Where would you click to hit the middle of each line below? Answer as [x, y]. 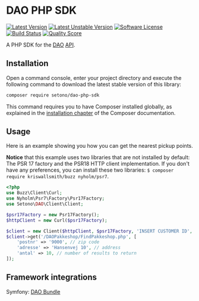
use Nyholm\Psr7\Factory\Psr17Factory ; [56, 198]
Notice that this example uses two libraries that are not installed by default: [98, 157]
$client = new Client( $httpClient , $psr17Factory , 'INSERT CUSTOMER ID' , [99, 231]
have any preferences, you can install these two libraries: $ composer [90, 170]
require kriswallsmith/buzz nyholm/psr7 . [58, 176]
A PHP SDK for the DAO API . [41, 45]
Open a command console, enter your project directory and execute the [94, 77]
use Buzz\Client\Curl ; [34, 193]
